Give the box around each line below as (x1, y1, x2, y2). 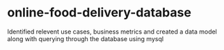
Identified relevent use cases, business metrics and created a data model (7, 27, 218, 36)
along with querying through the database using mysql (7, 34, 164, 42)
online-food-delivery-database (7, 5, 191, 21)
